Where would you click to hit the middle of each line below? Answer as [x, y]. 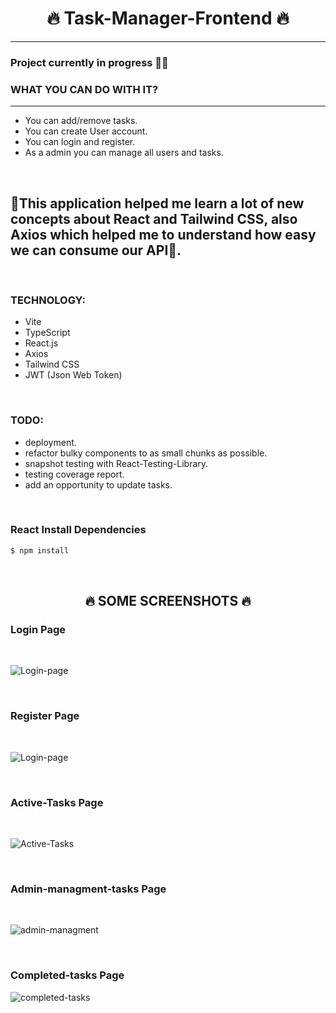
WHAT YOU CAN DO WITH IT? [84, 89]
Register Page [45, 716]
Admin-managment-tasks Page [88, 889]
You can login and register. [80, 142]
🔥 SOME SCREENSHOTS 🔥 [168, 601]
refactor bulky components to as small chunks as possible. [146, 453]
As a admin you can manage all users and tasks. [124, 153]
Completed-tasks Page [67, 975]
